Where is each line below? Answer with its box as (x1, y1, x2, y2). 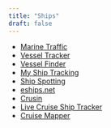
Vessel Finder (19, 58, 66, 69)
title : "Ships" (8, 11, 60, 20)
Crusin (19, 93, 43, 103)
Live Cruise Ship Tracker (19, 102, 103, 112)
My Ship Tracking (19, 67, 79, 77)
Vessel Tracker (19, 50, 70, 60)
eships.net (19, 84, 56, 94)
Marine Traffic (19, 41, 68, 51)
